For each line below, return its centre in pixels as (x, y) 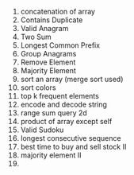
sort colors (38, 87)
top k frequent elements (60, 96)
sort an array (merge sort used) (72, 79)
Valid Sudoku (42, 130)
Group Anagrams (48, 54)
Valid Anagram (44, 28)
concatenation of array (58, 12)
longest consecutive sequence (71, 138)
